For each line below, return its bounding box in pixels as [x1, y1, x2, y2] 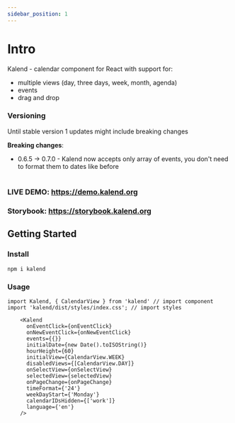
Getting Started [7, 228, 77, 240]
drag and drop [17, 93, 60, 101]
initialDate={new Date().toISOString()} [25, 341, 147, 348]
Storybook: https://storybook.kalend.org [7, 206, 152, 216]
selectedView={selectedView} [25, 372, 113, 380]
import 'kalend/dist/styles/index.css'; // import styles [7, 304, 182, 311]
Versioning [7, 111, 46, 121]
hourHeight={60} [25, 347, 74, 355]
